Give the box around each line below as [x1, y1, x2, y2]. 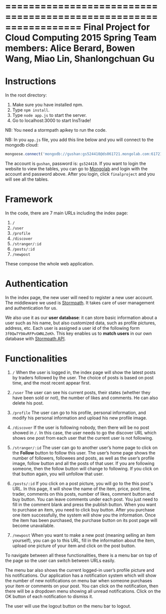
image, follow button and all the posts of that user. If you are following [12, 460, 155, 466]
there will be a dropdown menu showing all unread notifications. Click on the [5, 588, 161, 594]
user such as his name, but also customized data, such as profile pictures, [5, 320, 156, 326]
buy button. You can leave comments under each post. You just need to [12, 496, 158, 502]
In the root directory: [5, 92, 47, 98]
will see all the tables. [5, 176, 49, 182]
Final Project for [83, 22, 150, 33]
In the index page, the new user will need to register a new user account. [5, 294, 154, 300]
